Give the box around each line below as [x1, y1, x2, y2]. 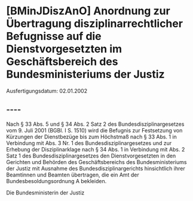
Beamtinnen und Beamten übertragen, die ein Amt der [6, 171, 139, 178]
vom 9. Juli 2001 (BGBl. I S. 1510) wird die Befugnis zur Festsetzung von [6, 126, 183, 134]
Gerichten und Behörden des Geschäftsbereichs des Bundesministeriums [6, 158, 187, 165]
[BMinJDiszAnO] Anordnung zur [6, 4, 170, 18]
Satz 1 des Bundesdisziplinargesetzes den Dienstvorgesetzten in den [6, 152, 176, 159]
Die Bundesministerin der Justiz [6, 189, 85, 196]
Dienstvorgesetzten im [6, 42, 122, 56]
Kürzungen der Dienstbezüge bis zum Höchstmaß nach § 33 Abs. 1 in [6, 133, 177, 140]
